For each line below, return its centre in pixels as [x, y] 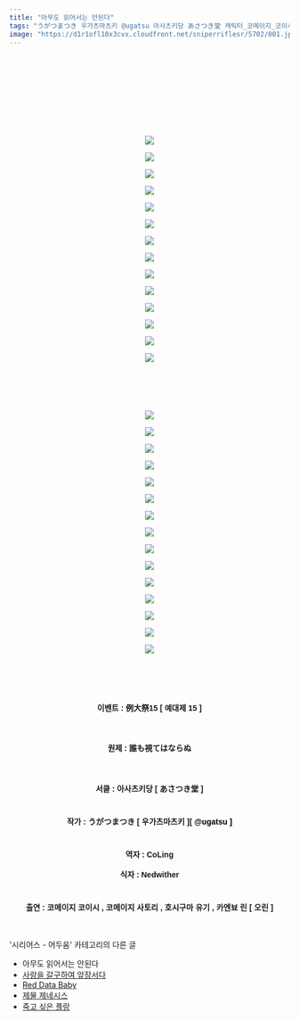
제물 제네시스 [45, 996]
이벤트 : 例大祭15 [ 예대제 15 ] [149, 708]
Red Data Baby [49, 985]
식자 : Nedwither [149, 875]
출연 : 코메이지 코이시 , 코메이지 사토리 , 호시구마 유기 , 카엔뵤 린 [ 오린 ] [149, 907]
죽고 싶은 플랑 [46, 1007]
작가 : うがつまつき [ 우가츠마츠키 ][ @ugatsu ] [149, 822]
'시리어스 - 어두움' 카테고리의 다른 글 [73, 945]
